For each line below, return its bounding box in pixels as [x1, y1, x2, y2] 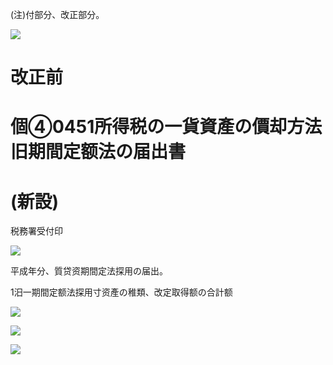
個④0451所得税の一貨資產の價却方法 [10, 116, 323, 138]
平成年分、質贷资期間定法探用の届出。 [10, 265, 168, 277]
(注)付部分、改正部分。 [10, 9, 105, 20]
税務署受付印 [10, 225, 63, 237]
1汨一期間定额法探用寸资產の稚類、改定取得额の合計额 [10, 286, 233, 298]
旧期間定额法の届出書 [10, 141, 187, 163]
